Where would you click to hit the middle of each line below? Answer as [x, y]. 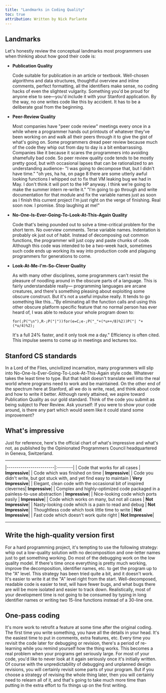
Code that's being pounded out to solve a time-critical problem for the [83, 225]
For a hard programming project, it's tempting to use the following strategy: [82, 547]
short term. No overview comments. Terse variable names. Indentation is [86, 230]
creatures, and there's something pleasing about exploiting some [78, 291]
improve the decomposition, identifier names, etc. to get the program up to [81, 568]
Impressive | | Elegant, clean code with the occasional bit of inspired [75, 483]
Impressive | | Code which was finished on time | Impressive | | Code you [79, 473]
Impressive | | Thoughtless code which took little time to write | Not [73, 509]
